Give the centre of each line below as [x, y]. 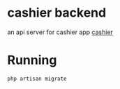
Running [32, 60]
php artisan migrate [37, 79]
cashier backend [57, 13]
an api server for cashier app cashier [60, 32]
